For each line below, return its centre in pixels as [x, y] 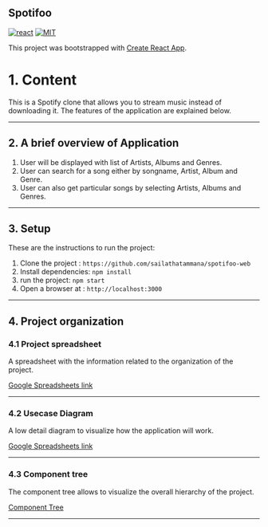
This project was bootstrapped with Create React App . [98, 48]
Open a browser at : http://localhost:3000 [91, 289]
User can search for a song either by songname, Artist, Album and [128, 171]
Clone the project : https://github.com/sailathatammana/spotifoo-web [135, 263]
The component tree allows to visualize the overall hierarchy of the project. [131, 492]
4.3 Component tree [48, 474]
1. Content [43, 80]
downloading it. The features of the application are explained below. [120, 110]
